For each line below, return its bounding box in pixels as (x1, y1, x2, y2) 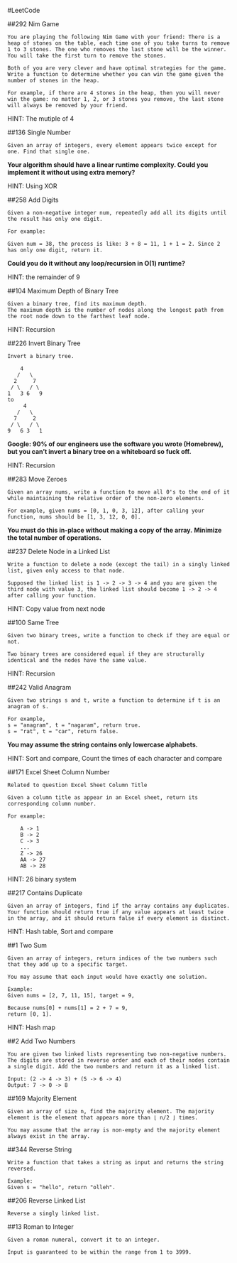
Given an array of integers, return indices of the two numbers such (7, 955, 218, 962)
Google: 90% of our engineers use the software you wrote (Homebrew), (7, 440, 224, 448)
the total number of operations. (7, 533, 101, 542)
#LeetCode (7, 6, 40, 14)
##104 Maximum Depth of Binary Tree (7, 287, 119, 295)
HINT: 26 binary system (7, 875, 77, 883)
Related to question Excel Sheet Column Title (7, 781, 148, 788)
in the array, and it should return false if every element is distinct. (7, 915, 231, 922)
